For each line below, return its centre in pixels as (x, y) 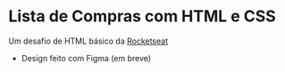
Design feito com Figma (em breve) (86, 58)
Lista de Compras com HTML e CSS (142, 16)
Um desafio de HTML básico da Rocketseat (88, 41)
